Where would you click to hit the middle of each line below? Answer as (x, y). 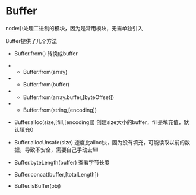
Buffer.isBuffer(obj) (37, 185)
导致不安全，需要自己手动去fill (61, 150)
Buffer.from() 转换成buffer (46, 53)
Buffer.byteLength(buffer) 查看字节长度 (62, 162)
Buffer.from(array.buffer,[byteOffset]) (69, 97)
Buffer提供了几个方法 (31, 41)
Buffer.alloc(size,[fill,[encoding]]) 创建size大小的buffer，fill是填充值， (99, 122)
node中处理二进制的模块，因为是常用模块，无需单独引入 (74, 28)
